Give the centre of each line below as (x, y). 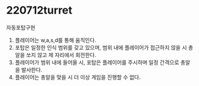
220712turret (39, 10)
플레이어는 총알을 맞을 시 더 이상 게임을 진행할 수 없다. (78, 77)
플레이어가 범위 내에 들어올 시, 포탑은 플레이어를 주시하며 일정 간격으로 (97, 62)
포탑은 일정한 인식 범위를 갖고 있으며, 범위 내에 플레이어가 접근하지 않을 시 (101, 47)
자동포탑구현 (21, 27)
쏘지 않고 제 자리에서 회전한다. (61, 55)
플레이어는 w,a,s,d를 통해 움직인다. (56, 40)
